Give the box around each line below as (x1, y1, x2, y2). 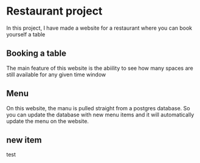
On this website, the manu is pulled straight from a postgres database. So (6, 104, 190, 111)
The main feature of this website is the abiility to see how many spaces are (6, 64, 193, 72)
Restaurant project (6, 4, 103, 18)
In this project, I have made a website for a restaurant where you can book (6, 24, 193, 32)
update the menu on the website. (6, 117, 89, 125)
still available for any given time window (6, 71, 106, 78)
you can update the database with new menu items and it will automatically (6, 111, 195, 118)
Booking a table (6, 48, 67, 59)
